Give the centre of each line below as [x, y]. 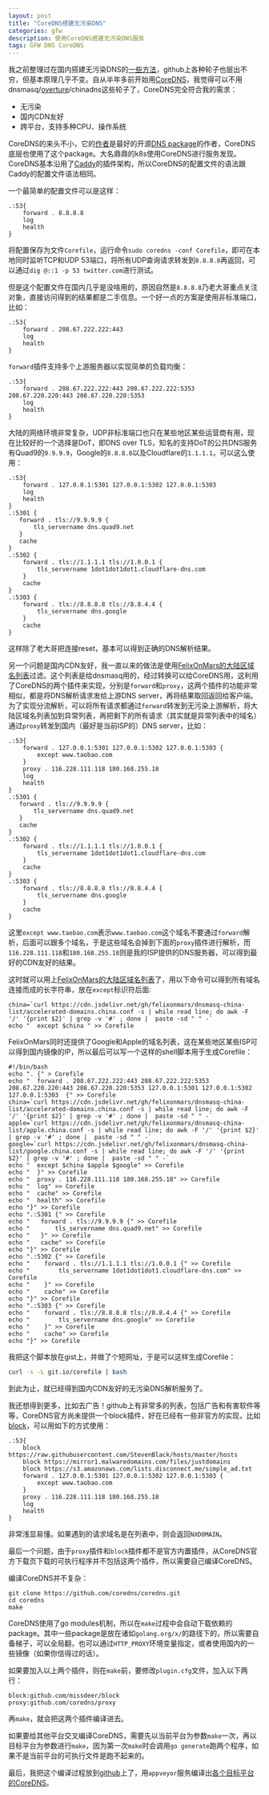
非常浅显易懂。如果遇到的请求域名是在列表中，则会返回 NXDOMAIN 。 [117, 1534]
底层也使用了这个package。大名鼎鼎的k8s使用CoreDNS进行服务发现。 [125, 154]
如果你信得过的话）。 [69, 1653]
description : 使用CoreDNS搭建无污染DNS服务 [76, 38]
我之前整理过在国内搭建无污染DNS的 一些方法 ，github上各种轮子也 [117, 70]
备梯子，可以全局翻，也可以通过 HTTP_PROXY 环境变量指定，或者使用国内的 [128, 1643]
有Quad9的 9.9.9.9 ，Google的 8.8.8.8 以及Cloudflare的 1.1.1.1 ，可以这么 [128, 453]
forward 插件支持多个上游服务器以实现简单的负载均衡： [98, 367]
